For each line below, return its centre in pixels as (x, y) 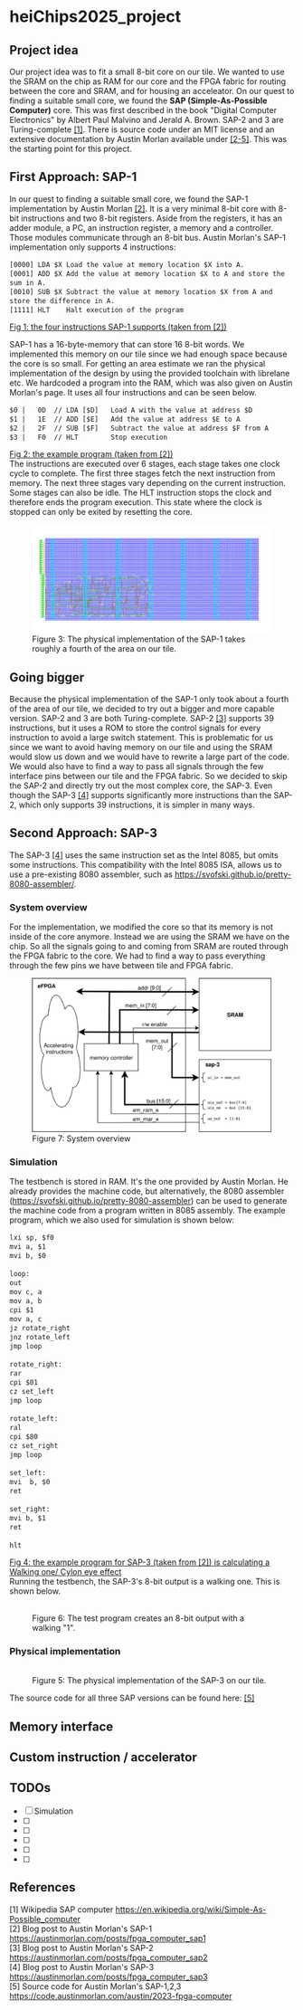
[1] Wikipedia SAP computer (62, 1909)
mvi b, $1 (28, 1518)
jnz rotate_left (40, 1337)
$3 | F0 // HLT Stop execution (89, 437)
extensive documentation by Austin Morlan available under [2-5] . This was (148, 139)
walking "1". (54, 1627)
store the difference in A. (62, 300)
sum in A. (28, 282)
